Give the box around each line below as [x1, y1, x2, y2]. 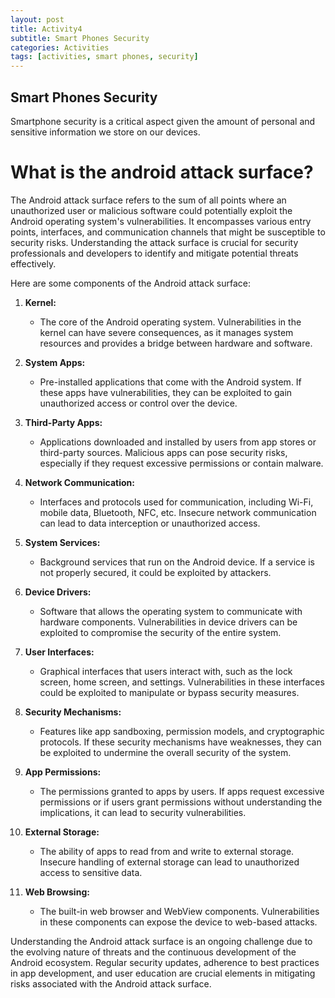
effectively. [10, 257, 57, 270]
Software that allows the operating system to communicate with [39, 605, 303, 617]
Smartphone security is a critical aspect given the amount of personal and [10, 115, 316, 127]
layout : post [10, 14, 65, 25]
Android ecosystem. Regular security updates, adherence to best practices [10, 956, 320, 968]
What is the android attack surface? [10, 161, 314, 184]
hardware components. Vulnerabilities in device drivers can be [39, 616, 298, 628]
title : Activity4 [10, 24, 83, 34]
